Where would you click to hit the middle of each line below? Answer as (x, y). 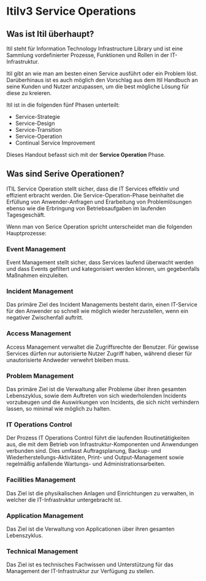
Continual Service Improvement (55, 143)
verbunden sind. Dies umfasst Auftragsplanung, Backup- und (84, 451)
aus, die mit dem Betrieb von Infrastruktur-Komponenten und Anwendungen (102, 444)
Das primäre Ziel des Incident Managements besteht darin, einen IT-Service (102, 305)
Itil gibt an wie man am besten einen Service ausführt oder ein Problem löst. (102, 74)
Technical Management (42, 551)
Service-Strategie (37, 117)
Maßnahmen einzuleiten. (37, 275)
